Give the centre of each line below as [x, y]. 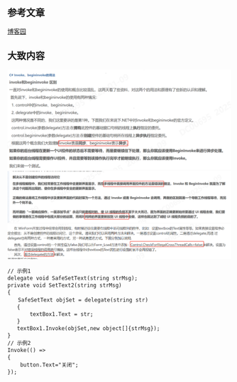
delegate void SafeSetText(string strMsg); [73, 278]
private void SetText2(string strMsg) [65, 285]
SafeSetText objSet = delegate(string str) [83, 300]
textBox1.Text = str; [61, 314]
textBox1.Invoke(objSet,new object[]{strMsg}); [88, 328]
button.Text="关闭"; [49, 365]
